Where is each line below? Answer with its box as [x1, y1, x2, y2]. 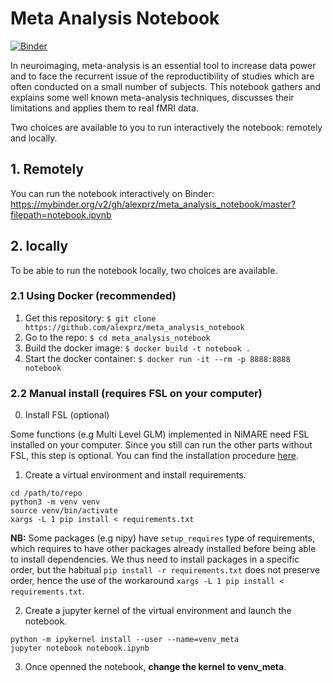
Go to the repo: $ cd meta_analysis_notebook [24, 331, 211, 343]
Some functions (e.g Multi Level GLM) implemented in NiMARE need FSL [10, 428, 310, 441]
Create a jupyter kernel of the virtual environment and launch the [24, 605, 292, 617]
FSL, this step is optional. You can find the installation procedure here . [10, 450, 299, 462]
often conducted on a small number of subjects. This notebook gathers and [10, 80, 322, 92]
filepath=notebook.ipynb [10, 208, 112, 221]
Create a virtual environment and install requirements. [24, 469, 247, 481]
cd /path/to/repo [10, 488, 83, 499]
